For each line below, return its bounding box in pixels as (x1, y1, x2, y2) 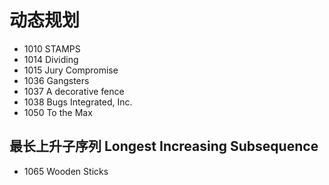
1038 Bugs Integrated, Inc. (23, 96, 133, 108)
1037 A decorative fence (23, 85, 125, 97)
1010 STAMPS (23, 42, 81, 55)
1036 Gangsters (23, 74, 90, 86)
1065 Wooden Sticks (23, 165, 109, 177)
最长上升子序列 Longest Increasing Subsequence (9, 138, 319, 155)
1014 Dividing (23, 53, 79, 65)
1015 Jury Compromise (23, 64, 119, 76)
